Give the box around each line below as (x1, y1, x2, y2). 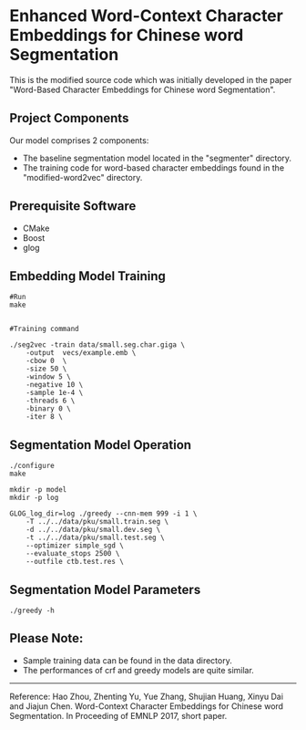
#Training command (9, 325, 79, 334)
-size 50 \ (25, 364, 67, 374)
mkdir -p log (9, 494, 59, 503)
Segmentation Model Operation (9, 437, 192, 453)
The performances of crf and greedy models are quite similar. (22, 664, 255, 675)
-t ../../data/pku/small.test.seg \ (25, 533, 166, 543)
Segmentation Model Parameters (9, 581, 201, 598)
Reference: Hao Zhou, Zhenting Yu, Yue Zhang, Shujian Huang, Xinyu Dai (9, 691, 284, 702)
